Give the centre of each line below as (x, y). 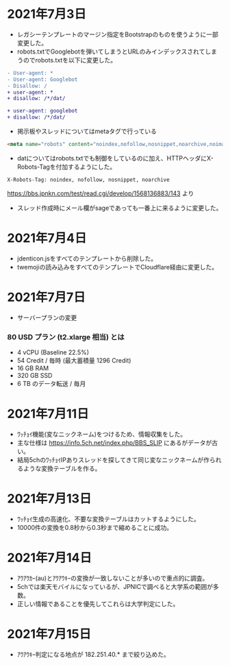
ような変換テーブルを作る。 (62, 469)
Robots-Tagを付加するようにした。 (66, 167)
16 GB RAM (33, 368)
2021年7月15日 (49, 634)
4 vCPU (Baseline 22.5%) (53, 352)
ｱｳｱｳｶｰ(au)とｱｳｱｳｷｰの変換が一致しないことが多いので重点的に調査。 (113, 578)
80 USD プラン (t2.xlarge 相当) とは (66, 337)
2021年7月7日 (46, 297)
